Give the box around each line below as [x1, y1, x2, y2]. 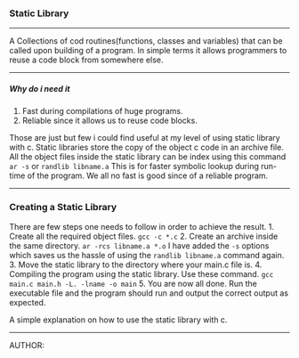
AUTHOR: [9, 339, 44, 350]
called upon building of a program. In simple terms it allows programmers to [9, 45, 287, 56]
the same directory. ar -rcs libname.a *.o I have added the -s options [9, 240, 270, 251]
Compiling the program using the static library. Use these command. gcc [9, 268, 274, 279]
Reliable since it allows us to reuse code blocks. [21, 115, 198, 126]
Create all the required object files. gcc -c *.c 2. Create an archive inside [9, 231, 279, 241]
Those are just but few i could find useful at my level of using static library [9, 133, 280, 143]
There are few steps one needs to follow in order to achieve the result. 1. [9, 221, 274, 232]
